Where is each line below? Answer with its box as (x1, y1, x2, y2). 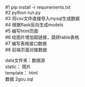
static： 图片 (5, 63, 31, 69)
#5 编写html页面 (5, 28, 38, 34)
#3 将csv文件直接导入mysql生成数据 (5, 15, 80, 21)
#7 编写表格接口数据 (5, 40, 47, 46)
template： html (5, 70, 38, 75)
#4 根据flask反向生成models (5, 22, 63, 27)
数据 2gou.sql (5, 76, 33, 82)
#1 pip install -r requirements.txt (5, 4, 71, 10)
